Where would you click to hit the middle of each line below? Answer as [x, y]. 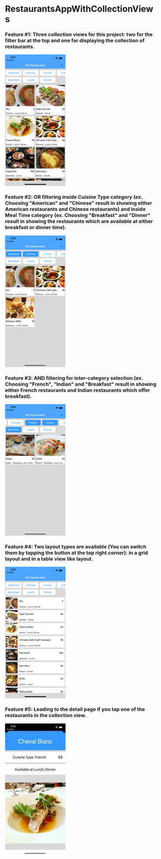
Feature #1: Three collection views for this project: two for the [79, 35]
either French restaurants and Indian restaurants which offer [78, 390]
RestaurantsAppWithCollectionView [79, 9]
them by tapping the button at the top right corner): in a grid [77, 553]
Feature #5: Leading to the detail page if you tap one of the [75, 709]
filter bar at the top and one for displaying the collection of [75, 41]
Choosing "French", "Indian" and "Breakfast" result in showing [81, 384]
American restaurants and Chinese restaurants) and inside [75, 209]
